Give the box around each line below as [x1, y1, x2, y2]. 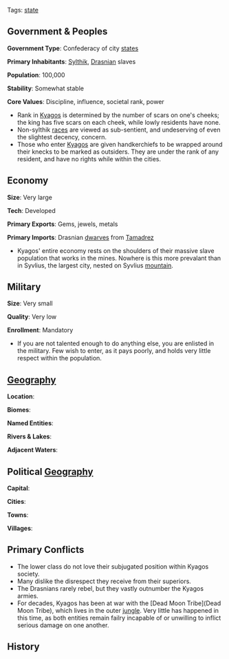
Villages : [7, 524, 33, 533]
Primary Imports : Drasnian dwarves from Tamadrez [7, 233, 155, 241]
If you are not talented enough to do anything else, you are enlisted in [17, 339, 215, 347]
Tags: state [7, 6, 39, 14]
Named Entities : [7, 419, 54, 427]
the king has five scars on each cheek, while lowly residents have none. [17, 118, 221, 126]
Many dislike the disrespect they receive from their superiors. [17, 577, 191, 585]
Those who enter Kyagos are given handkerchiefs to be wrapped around [17, 140, 223, 148]
